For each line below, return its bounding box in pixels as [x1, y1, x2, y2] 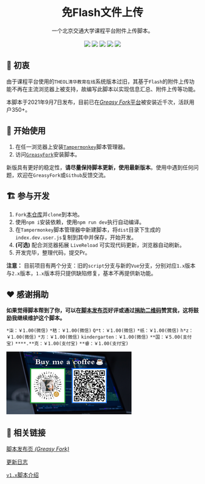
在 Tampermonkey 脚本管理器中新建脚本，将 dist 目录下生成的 [15, 226, 161, 233]
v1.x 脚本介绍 [6, 471, 39, 479]
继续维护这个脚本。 [16, 314, 65, 321]
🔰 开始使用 [6, 126, 46, 136]
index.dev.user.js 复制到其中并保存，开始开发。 [15, 233, 137, 241]
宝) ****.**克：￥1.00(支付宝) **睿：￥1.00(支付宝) [6, 340, 129, 347]
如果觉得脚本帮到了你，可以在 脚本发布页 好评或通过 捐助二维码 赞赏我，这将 [6, 307, 193, 314]
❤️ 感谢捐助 [6, 289, 49, 299]
